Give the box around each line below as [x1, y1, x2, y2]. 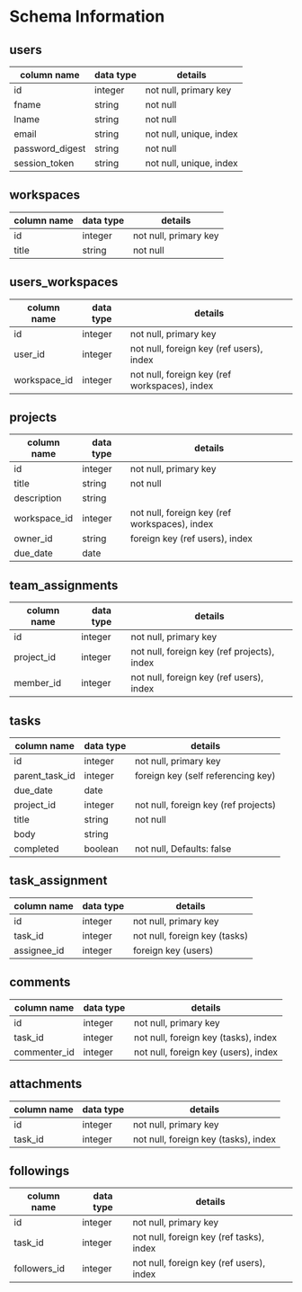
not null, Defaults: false [134, 842, 232, 855]
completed [13, 842, 59, 855]
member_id [13, 677, 62, 690]
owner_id [13, 532, 53, 545]
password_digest [13, 142, 86, 155]
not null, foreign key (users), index [133, 1046, 279, 1058]
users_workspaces [9, 274, 119, 290]
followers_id [13, 1262, 66, 1275]
